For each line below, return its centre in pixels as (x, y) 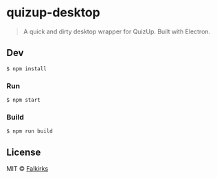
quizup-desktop (53, 13)
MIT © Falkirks (27, 169)
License (24, 152)
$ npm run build (30, 131)
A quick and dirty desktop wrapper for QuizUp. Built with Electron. (117, 31)
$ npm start (23, 100)
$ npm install (27, 69)
